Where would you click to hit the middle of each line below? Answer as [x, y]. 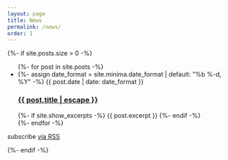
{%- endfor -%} [40, 123]
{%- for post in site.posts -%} [61, 67]
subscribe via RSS [34, 136]
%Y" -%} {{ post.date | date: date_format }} [81, 82]
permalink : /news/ [34, 27]
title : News [25, 20]
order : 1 [20, 33]
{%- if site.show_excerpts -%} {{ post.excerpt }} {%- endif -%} [109, 115]
